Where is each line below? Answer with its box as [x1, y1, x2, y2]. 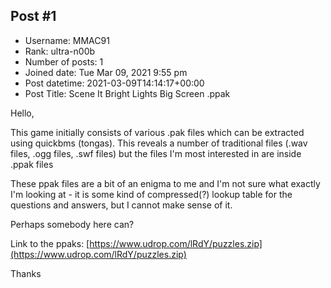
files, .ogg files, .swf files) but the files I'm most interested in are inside [10, 147, 302, 159]
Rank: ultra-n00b [24, 45, 96, 57]
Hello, [10, 107, 35, 119]
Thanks [10, 267, 42, 279]
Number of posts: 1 [24, 55, 104, 68]
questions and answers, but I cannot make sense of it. [10, 199, 233, 211]
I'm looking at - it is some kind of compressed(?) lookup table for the [10, 188, 293, 200]
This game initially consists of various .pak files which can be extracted [10, 126, 305, 138]
